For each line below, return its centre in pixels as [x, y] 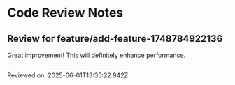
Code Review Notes [65, 13]
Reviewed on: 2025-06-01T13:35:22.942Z [67, 75]
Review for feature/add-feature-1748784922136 [115, 39]
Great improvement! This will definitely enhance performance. [97, 55]
